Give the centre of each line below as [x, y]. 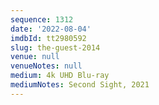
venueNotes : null [46, 66]
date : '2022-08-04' [51, 29]
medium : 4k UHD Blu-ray [60, 76]
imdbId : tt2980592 [48, 38]
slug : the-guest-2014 [55, 47]
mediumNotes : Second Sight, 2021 [80, 85]
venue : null [35, 57]
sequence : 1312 [42, 19]
